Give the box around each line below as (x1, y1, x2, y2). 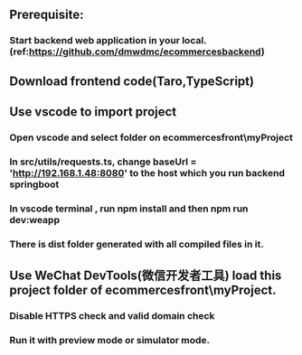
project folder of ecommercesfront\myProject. (9, 283, 277, 298)
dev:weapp (9, 213, 61, 226)
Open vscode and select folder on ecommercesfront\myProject (9, 131, 294, 144)
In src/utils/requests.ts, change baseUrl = (9, 155, 197, 168)
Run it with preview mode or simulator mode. (9, 334, 211, 347)
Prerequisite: (9, 7, 84, 23)
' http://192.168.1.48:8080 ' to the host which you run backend (9, 166, 285, 179)
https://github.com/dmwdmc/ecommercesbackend (28, 45, 262, 58)
